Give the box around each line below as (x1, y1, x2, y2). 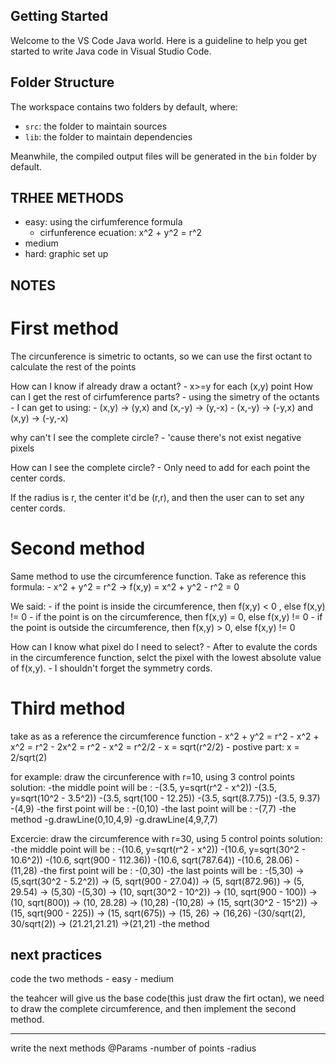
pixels (10, 442, 35, 454)
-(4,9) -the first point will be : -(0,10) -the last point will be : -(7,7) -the (10, 802, 297, 814)
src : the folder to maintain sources (24, 120, 168, 132)
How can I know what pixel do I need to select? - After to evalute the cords (10, 640, 318, 653)
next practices (10, 947, 103, 964)
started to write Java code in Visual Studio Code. (10, 45, 212, 57)
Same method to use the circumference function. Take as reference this (10, 570, 307, 582)
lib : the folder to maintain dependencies (24, 130, 193, 143)
